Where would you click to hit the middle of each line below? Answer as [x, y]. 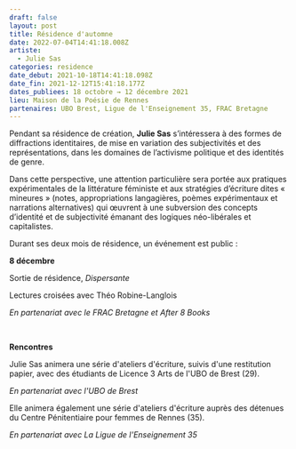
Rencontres [31, 347]
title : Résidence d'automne [61, 34]
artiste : [25, 51]
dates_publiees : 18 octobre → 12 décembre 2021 [99, 92]
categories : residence [51, 68]
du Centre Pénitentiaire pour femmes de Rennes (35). [107, 418]
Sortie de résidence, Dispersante [70, 278]
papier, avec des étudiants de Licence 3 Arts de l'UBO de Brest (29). [135, 373]
